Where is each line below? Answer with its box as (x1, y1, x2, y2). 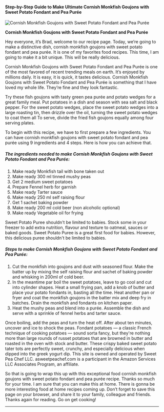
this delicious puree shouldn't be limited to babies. (5, 235, 106, 241)
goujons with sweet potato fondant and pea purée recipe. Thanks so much (5, 376, 155, 382)
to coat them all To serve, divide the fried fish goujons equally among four (5, 115, 154, 121)
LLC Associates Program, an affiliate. (5, 361, 80, 367)
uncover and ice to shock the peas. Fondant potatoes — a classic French (5, 325, 152, 331)
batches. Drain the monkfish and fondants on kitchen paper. (12, 300, 133, 306)
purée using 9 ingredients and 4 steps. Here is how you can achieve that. (5, 140, 152, 146)
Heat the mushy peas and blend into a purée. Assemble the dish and (12, 305, 150, 311)
